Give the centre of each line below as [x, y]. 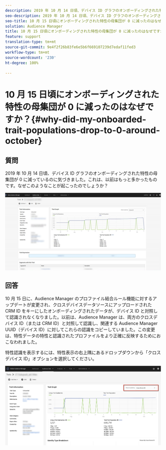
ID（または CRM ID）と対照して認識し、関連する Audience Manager [88, 323]
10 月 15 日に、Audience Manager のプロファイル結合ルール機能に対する [79, 298]
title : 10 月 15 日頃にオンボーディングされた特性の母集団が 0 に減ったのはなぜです [83, 32]
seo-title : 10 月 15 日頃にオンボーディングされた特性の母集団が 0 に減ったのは [80, 21]
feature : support [23, 37]
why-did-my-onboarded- [94, 120]
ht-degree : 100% [22, 63]
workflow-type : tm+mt [27, 52]
